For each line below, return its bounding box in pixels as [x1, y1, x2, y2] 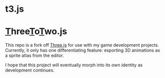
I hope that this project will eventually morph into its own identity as [5, 62, 143, 68]
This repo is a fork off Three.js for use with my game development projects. [5, 42, 160, 48]
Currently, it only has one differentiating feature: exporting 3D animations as [5, 48, 160, 53]
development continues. [5, 67, 55, 73]
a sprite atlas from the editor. [5, 52, 64, 58]
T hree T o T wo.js [5, 26, 67, 37]
